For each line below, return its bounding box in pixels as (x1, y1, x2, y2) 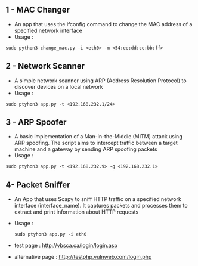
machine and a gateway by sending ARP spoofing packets (14, 146, 157, 153)
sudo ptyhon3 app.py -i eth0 (14, 231, 87, 237)
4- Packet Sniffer (5, 180, 70, 190)
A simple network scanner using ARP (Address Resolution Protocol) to (14, 77, 187, 84)
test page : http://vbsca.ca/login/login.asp (14, 242, 117, 249)
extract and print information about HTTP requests (14, 208, 139, 215)
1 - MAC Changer (5, 5, 70, 15)
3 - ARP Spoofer (5, 117, 67, 128)
